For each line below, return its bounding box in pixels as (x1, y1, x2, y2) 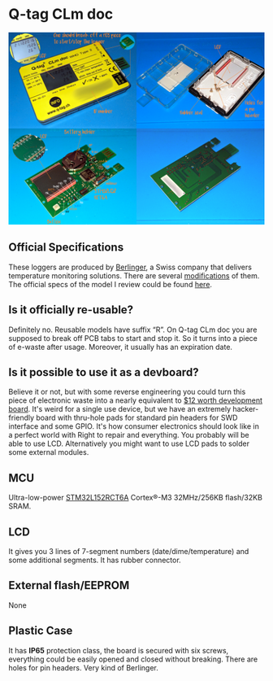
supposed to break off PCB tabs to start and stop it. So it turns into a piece (8, 333, 258, 343)
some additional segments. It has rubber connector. (8, 555, 181, 565)
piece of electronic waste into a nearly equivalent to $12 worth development (8, 395, 262, 405)
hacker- (232, 404, 259, 414)
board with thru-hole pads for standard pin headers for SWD (36, 413, 238, 423)
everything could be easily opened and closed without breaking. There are (8, 654, 258, 664)
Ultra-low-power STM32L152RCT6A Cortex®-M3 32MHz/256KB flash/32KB (8, 493, 262, 503)
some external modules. (8, 447, 89, 457)
